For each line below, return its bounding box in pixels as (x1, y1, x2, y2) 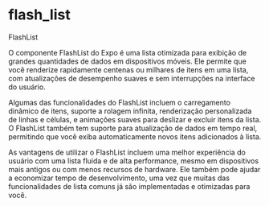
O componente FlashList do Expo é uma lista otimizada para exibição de (8, 47, 247, 57)
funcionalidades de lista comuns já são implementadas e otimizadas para (8, 181, 251, 191)
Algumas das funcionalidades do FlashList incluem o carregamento (8, 97, 231, 107)
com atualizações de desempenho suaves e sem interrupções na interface (8, 73, 255, 83)
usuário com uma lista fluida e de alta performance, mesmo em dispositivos (8, 155, 259, 166)
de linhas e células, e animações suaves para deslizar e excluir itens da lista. (8, 114, 262, 124)
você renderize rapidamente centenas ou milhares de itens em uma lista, (8, 64, 249, 74)
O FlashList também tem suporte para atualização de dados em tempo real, (8, 123, 258, 133)
